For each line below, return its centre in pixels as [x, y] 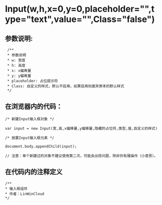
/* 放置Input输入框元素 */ [30, 138]
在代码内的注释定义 [34, 172]
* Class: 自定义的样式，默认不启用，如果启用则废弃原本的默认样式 [66, 86]
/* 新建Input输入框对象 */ [30, 119]
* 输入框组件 [16, 188]
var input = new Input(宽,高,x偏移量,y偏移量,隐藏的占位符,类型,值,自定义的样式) [81, 128]
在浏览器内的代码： [34, 106]
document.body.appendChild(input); [41, 146]
